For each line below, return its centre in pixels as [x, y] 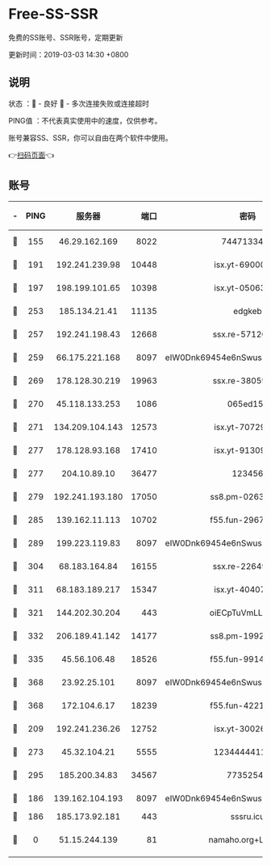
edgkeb [248, 311]
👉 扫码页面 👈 [31, 155]
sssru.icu [248, 816]
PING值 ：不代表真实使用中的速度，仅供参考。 [85, 120]
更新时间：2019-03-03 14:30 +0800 [69, 54]
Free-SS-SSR [53, 14]
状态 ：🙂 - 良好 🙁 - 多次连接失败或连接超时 [79, 103]
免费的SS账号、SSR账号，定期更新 [66, 37]
